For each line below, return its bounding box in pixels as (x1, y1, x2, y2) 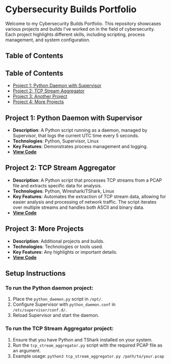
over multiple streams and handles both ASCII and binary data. (12, 204, 144, 210)
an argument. (12, 347, 41, 353)
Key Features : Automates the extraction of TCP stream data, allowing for (12, 193, 166, 200)
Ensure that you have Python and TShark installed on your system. (12, 336, 153, 343)
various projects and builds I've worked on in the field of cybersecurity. (5, 26, 155, 32)
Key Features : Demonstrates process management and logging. (12, 143, 148, 149)
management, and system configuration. (5, 37, 91, 43)
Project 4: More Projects (12, 99, 64, 105)
